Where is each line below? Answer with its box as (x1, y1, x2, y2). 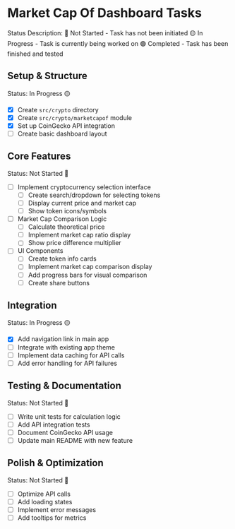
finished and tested (7, 49, 64, 58)
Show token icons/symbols (28, 207, 107, 215)
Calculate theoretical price (28, 222, 105, 231)
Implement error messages (17, 505, 97, 513)
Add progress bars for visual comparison (28, 271, 147, 279)
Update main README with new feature (17, 436, 133, 444)
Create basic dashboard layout (17, 129, 107, 138)
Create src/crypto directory (17, 105, 99, 114)
